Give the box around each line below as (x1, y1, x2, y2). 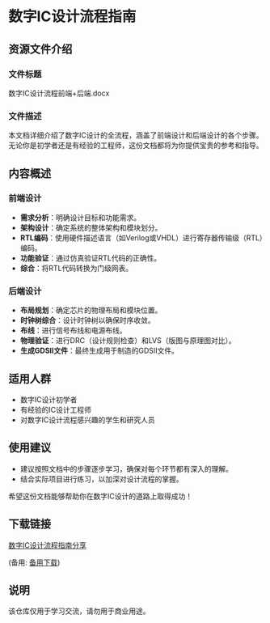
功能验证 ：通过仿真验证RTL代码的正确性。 (19, 252, 162, 263)
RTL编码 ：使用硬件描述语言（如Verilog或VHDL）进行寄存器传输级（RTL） (19, 232, 264, 243)
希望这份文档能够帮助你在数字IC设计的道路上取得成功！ (8, 491, 192, 501)
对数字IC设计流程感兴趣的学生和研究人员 (19, 414, 155, 425)
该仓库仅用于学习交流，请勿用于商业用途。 (8, 606, 150, 616)
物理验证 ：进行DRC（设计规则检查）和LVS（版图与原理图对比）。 (19, 336, 236, 345)
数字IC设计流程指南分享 (8, 540, 86, 550)
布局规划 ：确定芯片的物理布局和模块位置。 (19, 305, 162, 316)
